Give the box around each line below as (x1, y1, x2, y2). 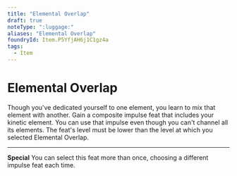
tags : (7, 43, 23, 50)
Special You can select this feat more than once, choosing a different (7, 153, 209, 162)
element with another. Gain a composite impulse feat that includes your (7, 111, 214, 119)
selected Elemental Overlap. (7, 133, 90, 142)
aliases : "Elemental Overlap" (7, 30, 97, 37)
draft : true (7, 17, 42, 24)
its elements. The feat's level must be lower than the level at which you (7, 125, 213, 134)
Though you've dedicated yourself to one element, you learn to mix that (7, 103, 216, 111)
